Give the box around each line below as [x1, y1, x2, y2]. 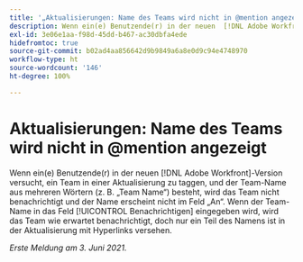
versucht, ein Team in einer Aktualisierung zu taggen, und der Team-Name [9, 176, 287, 187]
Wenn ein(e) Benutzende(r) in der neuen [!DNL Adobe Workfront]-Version [9, 167, 283, 178]
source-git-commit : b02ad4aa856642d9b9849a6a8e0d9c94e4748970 [9, 47, 248, 56]
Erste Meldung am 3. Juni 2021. [9, 242, 127, 253]
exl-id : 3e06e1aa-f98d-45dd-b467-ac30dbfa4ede [9, 30, 188, 39]
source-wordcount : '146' [9, 64, 103, 73]
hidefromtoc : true [9, 38, 78, 48]
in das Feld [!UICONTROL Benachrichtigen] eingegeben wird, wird [32, 205, 280, 216]
